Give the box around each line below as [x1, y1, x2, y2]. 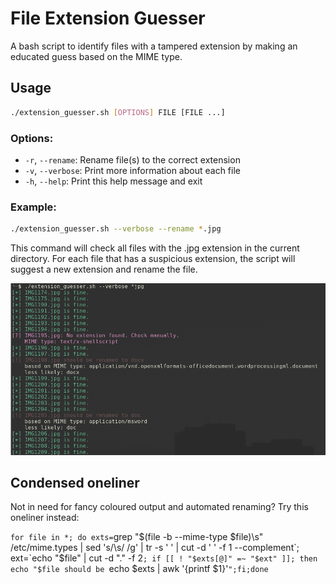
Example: [10, 200, 57, 214]
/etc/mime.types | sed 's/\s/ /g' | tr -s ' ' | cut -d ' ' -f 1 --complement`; [10, 542, 300, 554]
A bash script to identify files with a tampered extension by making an [10, 40, 298, 52]
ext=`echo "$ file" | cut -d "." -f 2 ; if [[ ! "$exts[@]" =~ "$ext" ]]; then [10, 552, 318, 564]
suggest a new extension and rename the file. [10, 263, 198, 276]
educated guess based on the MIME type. [10, 50, 183, 62]
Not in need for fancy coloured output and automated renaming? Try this [10, 501, 309, 513]
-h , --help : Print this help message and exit [24, 175, 203, 187]
